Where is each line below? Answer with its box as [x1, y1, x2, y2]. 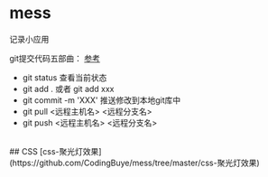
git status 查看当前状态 [22, 71, 107, 83]
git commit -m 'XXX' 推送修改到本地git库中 [22, 94, 181, 106]
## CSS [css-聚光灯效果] [9, 145, 102, 156]
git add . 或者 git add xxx [22, 83, 115, 94]
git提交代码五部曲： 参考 [9, 52, 101, 63]
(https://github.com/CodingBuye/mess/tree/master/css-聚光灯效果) [9, 157, 260, 168]
